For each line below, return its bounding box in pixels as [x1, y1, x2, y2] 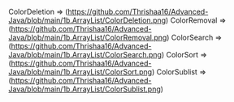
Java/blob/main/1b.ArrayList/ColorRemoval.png [8, 32, 167, 42]
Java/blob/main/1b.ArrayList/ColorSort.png [8, 67, 153, 76]
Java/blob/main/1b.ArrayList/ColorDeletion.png [8, 15, 167, 25]
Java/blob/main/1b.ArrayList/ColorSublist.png [8, 84, 161, 94]
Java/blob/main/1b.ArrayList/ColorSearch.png [8, 50, 162, 59]
